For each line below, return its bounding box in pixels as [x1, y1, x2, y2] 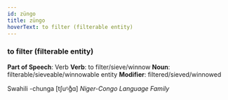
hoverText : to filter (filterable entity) [7, 23, 133, 30]
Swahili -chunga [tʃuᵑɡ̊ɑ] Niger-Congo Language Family [7, 84, 170, 92]
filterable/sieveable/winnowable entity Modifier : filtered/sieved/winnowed [7, 70, 222, 78]
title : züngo [7, 17, 46, 24]
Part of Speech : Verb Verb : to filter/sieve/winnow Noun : [7, 63, 170, 71]
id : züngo [7, 10, 36, 18]
